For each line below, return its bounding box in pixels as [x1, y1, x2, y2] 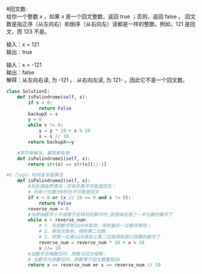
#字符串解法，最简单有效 [17, 150, 70, 156]
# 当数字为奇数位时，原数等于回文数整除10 [28, 256, 120, 263]
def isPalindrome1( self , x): [17, 155, 91, 161]
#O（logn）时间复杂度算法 [6, 172, 64, 178]
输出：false [6, 69, 34, 76]
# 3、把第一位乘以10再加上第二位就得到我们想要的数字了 [38, 234, 161, 240]
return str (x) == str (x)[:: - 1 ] [28, 161, 107, 168]
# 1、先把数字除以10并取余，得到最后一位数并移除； [38, 223, 152, 229]
